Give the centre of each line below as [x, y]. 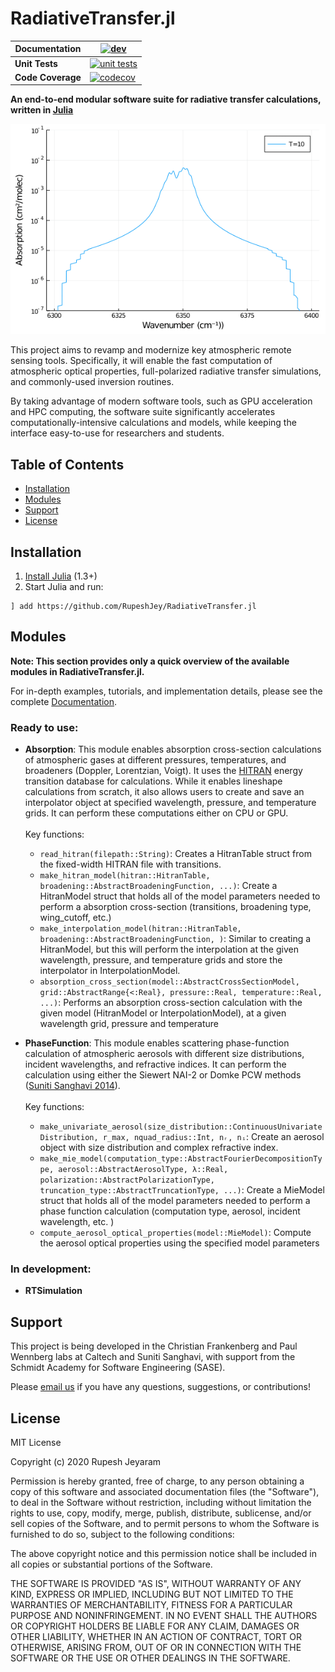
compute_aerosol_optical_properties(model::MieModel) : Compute [175, 1233]
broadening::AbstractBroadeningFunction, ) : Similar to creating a [175, 939]
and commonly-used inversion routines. [92, 382]
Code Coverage [48, 77]
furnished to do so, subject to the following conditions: [122, 1534]
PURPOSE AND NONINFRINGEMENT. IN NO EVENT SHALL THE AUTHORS [164, 1616]
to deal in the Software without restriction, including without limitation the [161, 1503]
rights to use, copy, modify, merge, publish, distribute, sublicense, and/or [161, 1513]
